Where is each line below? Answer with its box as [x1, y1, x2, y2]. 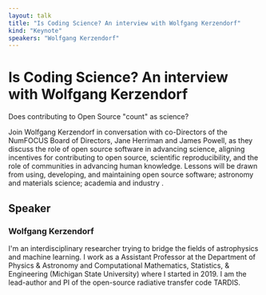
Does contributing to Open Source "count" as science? [8, 112, 189, 122]
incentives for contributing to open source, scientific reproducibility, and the [8, 153, 259, 162]
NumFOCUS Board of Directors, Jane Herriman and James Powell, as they [8, 136, 253, 146]
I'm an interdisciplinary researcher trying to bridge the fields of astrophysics [8, 243, 259, 253]
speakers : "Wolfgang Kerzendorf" [8, 34, 120, 42]
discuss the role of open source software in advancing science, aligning [8, 145, 245, 154]
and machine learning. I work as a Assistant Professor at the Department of [8, 252, 256, 261]
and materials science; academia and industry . [8, 178, 164, 188]
